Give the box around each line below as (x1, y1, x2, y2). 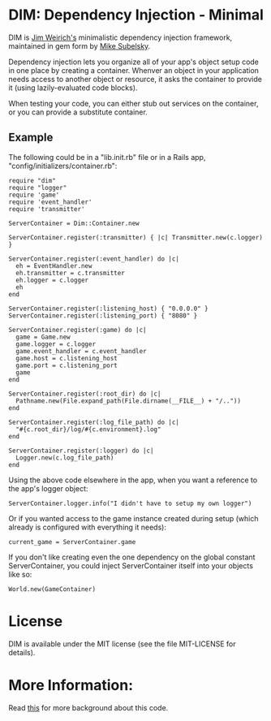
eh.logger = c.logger (15, 276, 89, 284)
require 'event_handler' (8, 197, 92, 206)
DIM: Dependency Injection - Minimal (8, 6, 264, 24)
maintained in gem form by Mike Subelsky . (8, 41, 151, 50)
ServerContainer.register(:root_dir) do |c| (8, 390, 161, 398)
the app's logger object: (8, 483, 88, 493)
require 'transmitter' (8, 205, 85, 213)
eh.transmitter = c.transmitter (15, 269, 126, 277)
